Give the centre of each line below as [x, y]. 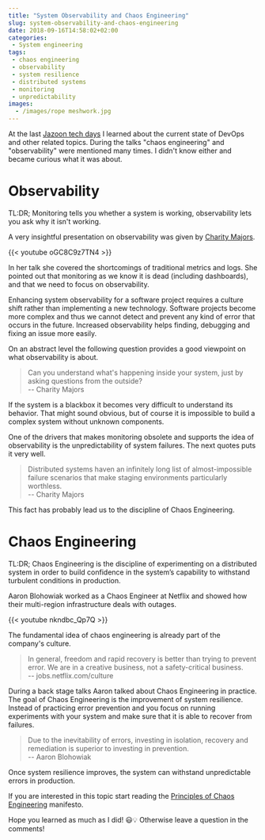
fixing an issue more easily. [53, 333]
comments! [26, 828]
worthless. [45, 486]
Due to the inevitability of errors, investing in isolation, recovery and [138, 740]
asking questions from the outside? [85, 380]
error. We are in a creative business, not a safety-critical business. [135, 667]
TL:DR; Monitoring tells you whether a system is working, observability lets [130, 213]
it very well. [27, 453]
